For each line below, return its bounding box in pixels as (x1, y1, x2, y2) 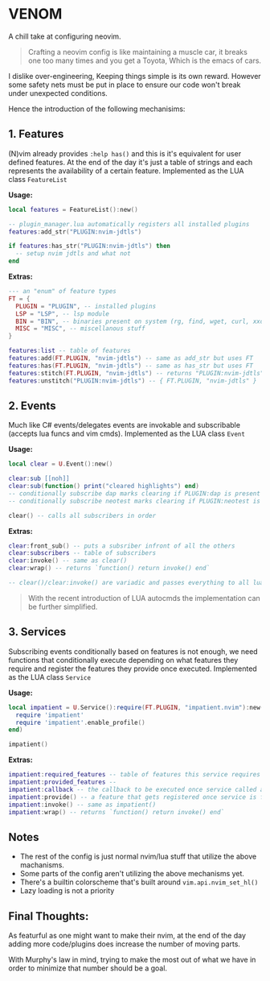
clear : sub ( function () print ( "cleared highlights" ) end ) (8, 482, 199, 490)
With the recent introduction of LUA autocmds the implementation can (27, 593, 261, 602)
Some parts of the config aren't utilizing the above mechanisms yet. (19, 869, 245, 879)
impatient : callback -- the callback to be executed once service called (8, 785, 257, 793)
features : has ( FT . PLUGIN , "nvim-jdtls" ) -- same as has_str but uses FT (8, 362, 253, 370)
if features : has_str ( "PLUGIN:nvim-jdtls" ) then (8, 242, 171, 250)
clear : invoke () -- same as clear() (8, 557, 128, 565)
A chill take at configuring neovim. (8, 31, 122, 41)
